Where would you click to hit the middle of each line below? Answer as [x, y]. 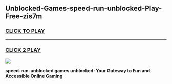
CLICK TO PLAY [25, 31]
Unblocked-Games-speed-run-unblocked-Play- [84, 8]
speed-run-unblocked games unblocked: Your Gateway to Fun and [78, 70]
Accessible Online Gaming [34, 76]
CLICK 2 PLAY [23, 50]
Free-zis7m [24, 17]
